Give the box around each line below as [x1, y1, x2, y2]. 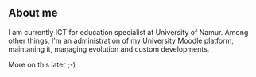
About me [8, 6, 58, 20]
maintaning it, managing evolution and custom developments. [8, 44, 210, 54]
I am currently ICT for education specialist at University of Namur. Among [8, 27, 249, 37]
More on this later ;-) [8, 60, 76, 69]
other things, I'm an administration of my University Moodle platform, [8, 36, 235, 45]
